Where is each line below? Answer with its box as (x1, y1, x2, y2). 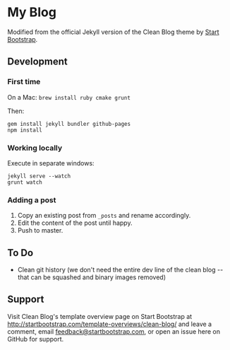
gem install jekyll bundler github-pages (7, 120, 131, 127)
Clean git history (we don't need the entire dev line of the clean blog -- (17, 266, 224, 274)
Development (7, 56, 68, 68)
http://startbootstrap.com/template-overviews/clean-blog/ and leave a (7, 320, 212, 328)
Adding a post (7, 195, 56, 205)
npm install (7, 127, 42, 134)
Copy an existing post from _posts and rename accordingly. (17, 211, 191, 220)
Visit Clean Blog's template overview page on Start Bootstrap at (7, 312, 193, 320)
